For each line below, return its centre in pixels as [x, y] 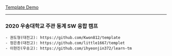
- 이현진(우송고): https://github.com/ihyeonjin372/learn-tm [69, 48]
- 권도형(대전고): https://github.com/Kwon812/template [63, 38]
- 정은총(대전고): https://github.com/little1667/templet [65, 43]
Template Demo [22, 7]
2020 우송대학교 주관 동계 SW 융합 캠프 [52, 26]
